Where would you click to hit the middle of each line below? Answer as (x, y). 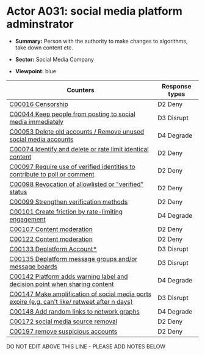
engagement (27, 219)
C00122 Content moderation (51, 239)
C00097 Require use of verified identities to (72, 167)
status (18, 192)
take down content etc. (44, 48)
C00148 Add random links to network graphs (75, 311)
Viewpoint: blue (36, 71)
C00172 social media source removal (63, 321)
